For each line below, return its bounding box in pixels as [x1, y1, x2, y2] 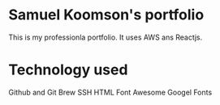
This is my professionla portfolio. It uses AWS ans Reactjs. [8, 32, 203, 42]
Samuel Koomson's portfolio [8, 6, 205, 24]
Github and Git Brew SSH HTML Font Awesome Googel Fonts [8, 87, 213, 97]
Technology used [8, 61, 128, 79]
